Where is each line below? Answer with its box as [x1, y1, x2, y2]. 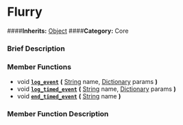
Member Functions [7, 62, 72, 72]
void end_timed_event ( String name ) [16, 92, 121, 100]
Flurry [7, 4, 42, 20]
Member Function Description [7, 109, 109, 119]
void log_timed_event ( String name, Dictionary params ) [16, 85, 176, 93]
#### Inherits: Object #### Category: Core [7, 27, 129, 35]
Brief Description [7, 44, 65, 53]
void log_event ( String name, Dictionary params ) [16, 78, 158, 86]
